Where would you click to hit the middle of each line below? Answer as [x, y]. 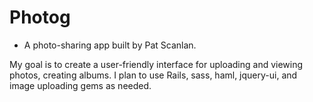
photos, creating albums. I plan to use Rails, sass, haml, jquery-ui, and [153, 75]
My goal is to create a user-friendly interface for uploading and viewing [156, 64]
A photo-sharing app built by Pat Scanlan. [110, 45]
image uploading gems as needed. [80, 85]
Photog [40, 17]
